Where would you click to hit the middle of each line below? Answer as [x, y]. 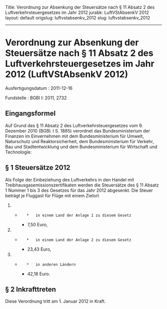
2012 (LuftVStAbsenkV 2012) [67, 75]
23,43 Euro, [39, 249]
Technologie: [19, 152]
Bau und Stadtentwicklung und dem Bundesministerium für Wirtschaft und [81, 147]
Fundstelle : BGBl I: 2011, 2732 [36, 98]
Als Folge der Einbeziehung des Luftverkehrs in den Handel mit [70, 179]
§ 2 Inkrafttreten [31, 289]
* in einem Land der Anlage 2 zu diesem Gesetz [79, 240]
